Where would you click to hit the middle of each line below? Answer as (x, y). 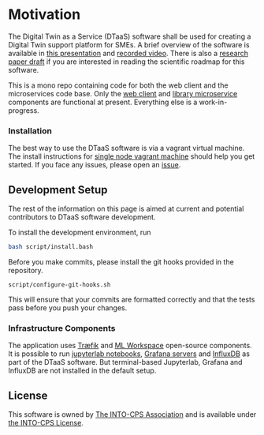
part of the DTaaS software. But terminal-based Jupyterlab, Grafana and (125, 362)
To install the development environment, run (80, 232)
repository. (26, 270)
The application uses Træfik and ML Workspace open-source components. (130, 346)
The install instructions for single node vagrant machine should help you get (132, 156)
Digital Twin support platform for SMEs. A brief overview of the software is (129, 44)
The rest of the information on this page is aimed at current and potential (126, 209)
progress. (24, 110)
